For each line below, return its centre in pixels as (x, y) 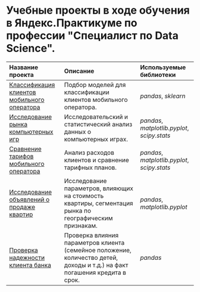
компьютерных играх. (96, 139)
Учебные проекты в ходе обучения (98, 10)
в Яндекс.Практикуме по (72, 23)
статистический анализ (98, 124)
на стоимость (84, 195)
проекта (21, 74)
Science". (31, 49)
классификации (87, 92)
